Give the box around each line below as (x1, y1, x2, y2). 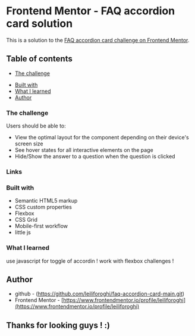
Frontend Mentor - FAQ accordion (6, 4, 175, 18)
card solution (6, 17, 73, 30)
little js (14, 229, 32, 236)
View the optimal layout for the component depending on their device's (14, 134, 189, 141)
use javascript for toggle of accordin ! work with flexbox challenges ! (6, 257, 174, 265)
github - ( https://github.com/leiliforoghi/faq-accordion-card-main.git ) (14, 290, 185, 297)
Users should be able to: (6, 122, 67, 129)
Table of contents (6, 54, 73, 64)
